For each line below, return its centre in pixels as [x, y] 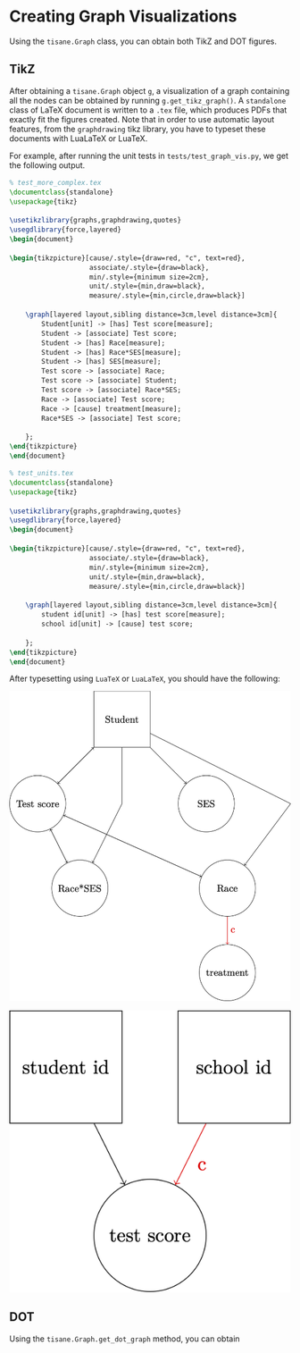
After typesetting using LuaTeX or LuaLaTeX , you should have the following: [145, 679]
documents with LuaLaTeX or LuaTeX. [79, 138]
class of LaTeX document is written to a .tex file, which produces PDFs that [148, 110]
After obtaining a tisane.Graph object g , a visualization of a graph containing [150, 90]
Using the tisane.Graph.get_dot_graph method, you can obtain [125, 1339]
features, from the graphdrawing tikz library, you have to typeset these [137, 129]
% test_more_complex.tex [55, 182]
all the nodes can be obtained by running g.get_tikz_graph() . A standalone [148, 100]
